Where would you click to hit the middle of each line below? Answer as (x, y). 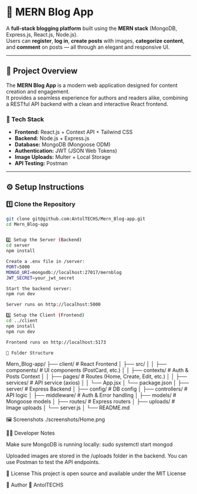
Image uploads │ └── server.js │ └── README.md (68, 408)
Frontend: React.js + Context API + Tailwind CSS (74, 132)
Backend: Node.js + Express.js (52, 138)
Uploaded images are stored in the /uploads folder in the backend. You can (97, 456)
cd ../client (22, 321)
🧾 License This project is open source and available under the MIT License (96, 473)
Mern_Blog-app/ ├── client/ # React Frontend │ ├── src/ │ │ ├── (86, 364)
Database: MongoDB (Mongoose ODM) (62, 145)
